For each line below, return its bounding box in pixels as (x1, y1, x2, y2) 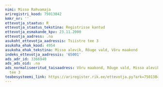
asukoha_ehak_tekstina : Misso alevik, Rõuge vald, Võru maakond (5, 47, 138, 52)
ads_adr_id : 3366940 (5, 57, 47, 61)
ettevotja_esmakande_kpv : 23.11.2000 (5, 29, 81, 34)
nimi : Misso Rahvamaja (5, 7, 51, 12)
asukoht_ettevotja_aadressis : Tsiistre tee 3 (5, 39, 98, 43)
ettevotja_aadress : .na (5, 34, 53, 39)
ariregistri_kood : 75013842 (5, 12, 62, 16)
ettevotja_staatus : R (5, 20, 49, 26)
